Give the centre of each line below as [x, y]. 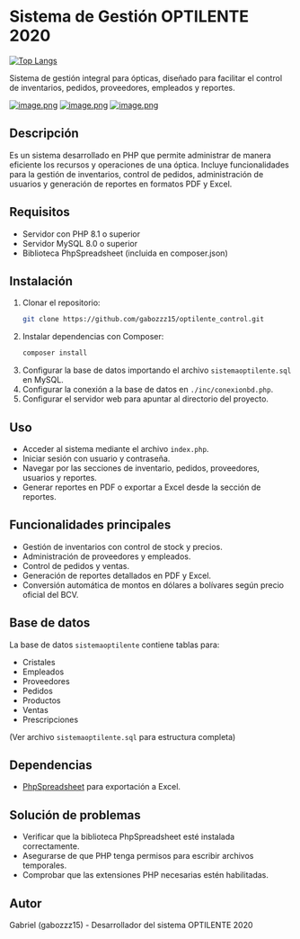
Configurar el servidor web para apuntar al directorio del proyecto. [146, 399]
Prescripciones [50, 719]
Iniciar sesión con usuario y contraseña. [96, 458]
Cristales [39, 662]
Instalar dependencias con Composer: [93, 337]
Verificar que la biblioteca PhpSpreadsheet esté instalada [128, 837]
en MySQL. [43, 380]
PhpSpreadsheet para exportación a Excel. [101, 787]
